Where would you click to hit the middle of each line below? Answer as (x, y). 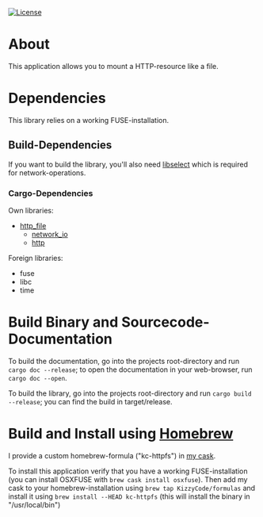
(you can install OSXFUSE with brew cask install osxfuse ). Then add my (128, 479)
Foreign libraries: (36, 258)
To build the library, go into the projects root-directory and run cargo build (130, 393)
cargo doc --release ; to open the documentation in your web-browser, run (130, 370)
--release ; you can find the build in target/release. (90, 401)
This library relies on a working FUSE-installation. (89, 120)
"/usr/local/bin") (34, 504)
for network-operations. (47, 172)
